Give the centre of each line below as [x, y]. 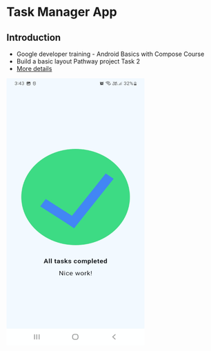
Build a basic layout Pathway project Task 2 [78, 61]
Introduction [34, 38]
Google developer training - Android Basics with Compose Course [110, 54]
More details [34, 69]
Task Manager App [62, 12]
